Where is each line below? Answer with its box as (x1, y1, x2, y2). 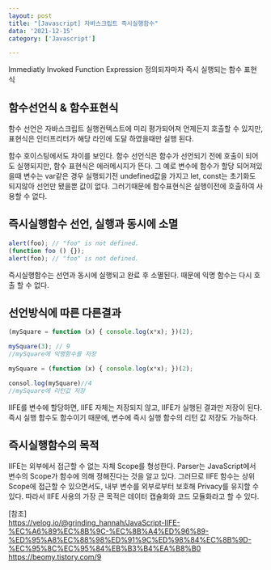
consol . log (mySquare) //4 (8, 379, 92, 387)
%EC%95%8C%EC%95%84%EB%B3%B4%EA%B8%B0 (8, 543, 201, 554)
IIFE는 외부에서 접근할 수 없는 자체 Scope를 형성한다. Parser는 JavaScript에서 (8, 462, 256, 471)
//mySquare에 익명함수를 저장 (8, 350, 97, 358)
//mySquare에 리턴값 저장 (8, 386, 86, 395)
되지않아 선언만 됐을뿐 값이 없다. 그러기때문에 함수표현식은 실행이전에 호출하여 (8, 181, 255, 191)
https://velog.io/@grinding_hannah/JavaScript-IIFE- (8, 518, 180, 528)
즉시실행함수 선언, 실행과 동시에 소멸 (8, 217, 179, 231)
